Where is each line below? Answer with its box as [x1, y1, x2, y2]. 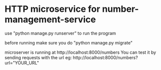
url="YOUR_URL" [4, 60, 39, 66]
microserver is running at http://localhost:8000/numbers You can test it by [4, 49, 157, 55]
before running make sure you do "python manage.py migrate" [4, 39, 133, 45]
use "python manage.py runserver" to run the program [4, 30, 116, 36]
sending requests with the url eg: [4, 54, 72, 60]
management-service [4, 14, 96, 25]
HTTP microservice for [4, 3, 101, 15]
